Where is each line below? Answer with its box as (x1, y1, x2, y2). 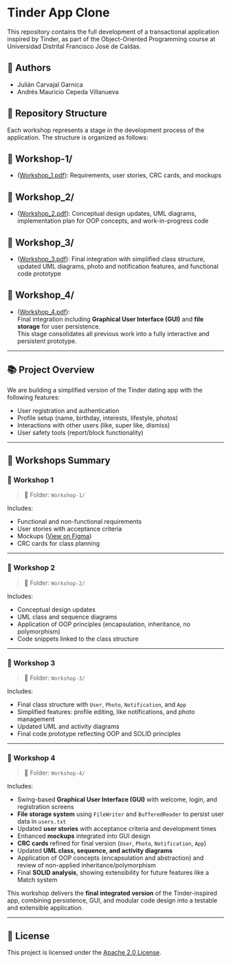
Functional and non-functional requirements (16, 518, 142, 526)
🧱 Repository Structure (7, 108, 107, 120)
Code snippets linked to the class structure (16, 634, 139, 643)
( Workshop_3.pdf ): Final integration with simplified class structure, (16, 255, 206, 263)
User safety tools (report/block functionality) (16, 428, 144, 436)
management (16, 715, 55, 723)
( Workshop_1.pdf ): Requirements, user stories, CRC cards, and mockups (16, 171, 222, 179)
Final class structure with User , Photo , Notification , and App (16, 700, 187, 709)
